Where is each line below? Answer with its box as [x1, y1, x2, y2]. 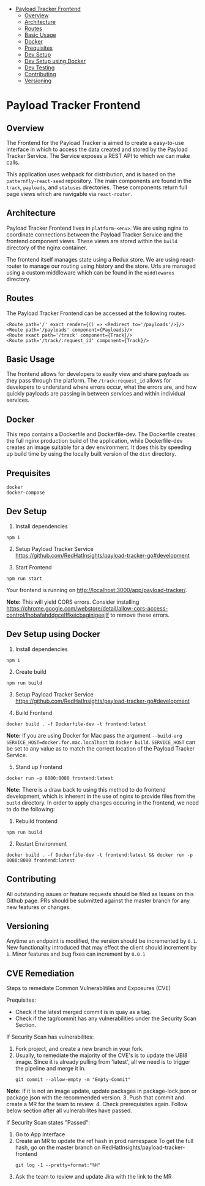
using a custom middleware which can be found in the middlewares [6, 268, 174, 276]
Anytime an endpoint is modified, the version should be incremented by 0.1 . [6, 937, 198, 945]
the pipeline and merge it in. [15, 1065, 86, 1072]
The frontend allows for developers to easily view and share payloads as [6, 370, 190, 378]
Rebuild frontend [15, 817, 58, 825]
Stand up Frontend [15, 763, 62, 770]
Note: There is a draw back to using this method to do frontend [6, 786, 166, 793]
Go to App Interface [15, 1131, 65, 1138]
